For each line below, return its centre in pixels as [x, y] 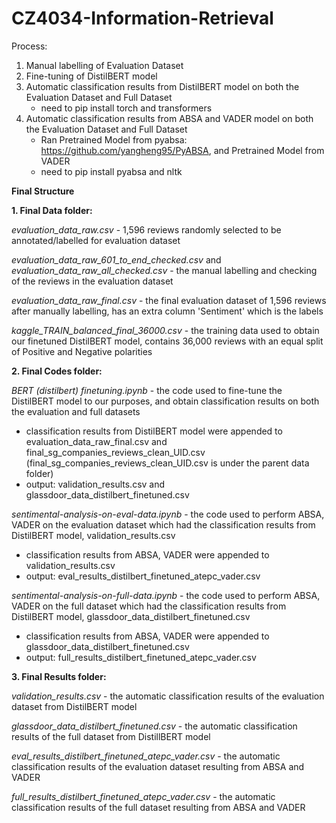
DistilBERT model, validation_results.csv [93, 535]
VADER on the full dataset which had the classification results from [149, 606]
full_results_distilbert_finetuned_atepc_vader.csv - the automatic [143, 796]
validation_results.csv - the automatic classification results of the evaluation [168, 696]
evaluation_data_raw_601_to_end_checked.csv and [116, 259]
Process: [29, 46]
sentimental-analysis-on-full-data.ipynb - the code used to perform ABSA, [166, 595]
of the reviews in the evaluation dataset [92, 281]
